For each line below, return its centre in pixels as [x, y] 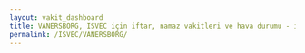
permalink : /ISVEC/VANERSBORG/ [69, 34]
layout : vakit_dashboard [56, 18]
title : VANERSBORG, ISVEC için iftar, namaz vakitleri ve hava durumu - [150, 26]
